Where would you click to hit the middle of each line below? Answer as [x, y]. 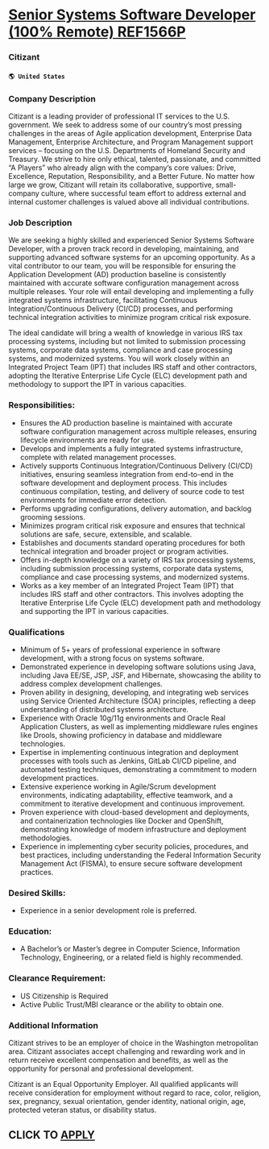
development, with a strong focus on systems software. [112, 657]
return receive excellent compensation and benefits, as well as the [118, 1060]
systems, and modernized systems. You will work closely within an [119, 359]
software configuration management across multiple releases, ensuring [139, 431]
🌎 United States [37, 77]
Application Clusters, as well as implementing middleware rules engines [139, 726]
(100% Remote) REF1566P [97, 32]
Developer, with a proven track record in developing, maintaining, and [124, 249]
